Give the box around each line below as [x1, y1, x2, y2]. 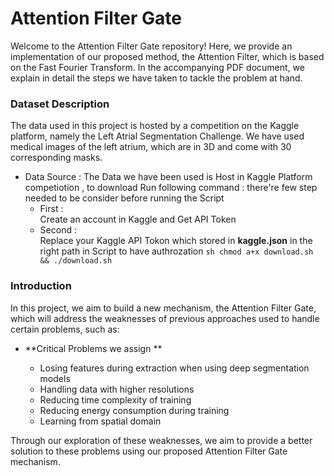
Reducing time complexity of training [39, 393, 192, 406]
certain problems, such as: [10, 323, 120, 335]
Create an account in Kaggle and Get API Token [39, 213, 237, 226]
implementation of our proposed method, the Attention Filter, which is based [10, 50, 325, 62]
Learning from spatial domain [39, 415, 162, 427]
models [39, 372, 71, 384]
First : [39, 203, 64, 215]
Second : [39, 224, 77, 236]
